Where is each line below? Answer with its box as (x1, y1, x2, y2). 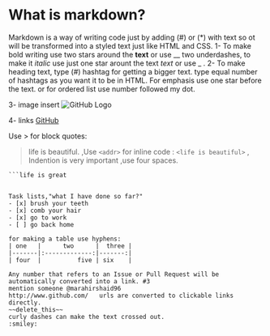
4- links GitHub (8, 115, 59, 125)
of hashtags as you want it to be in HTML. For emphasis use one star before (8, 75, 262, 85)
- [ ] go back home (8, 220, 75, 228)
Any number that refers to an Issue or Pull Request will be (8, 270, 220, 279)
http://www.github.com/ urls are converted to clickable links (8, 291, 234, 300)
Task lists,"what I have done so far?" (8, 192, 144, 200)
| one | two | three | (8, 241, 132, 250)
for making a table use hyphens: (8, 235, 122, 243)
